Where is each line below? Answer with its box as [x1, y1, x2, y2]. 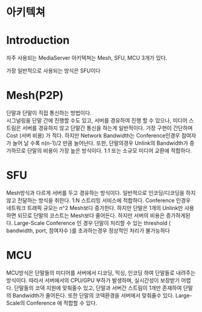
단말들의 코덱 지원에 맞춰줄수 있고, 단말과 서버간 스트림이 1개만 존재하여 [14, 284, 182, 291]
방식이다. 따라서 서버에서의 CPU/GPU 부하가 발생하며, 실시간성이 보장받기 [6, 276, 180, 284]
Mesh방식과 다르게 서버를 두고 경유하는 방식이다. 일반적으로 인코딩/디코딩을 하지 [6, 189, 196, 196]
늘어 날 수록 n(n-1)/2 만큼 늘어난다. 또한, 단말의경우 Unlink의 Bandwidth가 [12, 139, 189, 147]
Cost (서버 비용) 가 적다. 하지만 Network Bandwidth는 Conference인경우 [6, 132, 180, 139]
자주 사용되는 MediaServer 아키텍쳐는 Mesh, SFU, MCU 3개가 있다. [6, 54, 168, 62]
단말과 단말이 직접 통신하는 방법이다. [6, 109, 92, 116]
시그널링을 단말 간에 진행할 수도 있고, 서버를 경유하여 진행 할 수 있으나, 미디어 [6, 117, 188, 124]
